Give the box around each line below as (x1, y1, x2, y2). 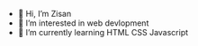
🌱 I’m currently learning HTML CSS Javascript (17, 27, 189, 37)
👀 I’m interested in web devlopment (17, 18, 149, 28)
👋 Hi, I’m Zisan (17, 9, 72, 19)
